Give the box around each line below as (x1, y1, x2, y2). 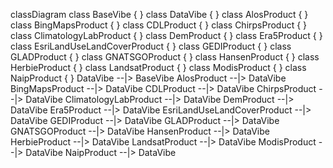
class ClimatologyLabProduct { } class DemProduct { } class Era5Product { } (10, 30, 323, 41)
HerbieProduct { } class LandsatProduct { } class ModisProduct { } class (10, 62, 307, 73)
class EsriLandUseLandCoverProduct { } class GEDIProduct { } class (10, 40, 292, 52)
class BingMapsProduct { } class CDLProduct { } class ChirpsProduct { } (10, 19, 308, 31)
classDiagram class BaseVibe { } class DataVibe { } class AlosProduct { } (10, 9, 309, 20)
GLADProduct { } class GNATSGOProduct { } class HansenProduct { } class (10, 51, 320, 63)
